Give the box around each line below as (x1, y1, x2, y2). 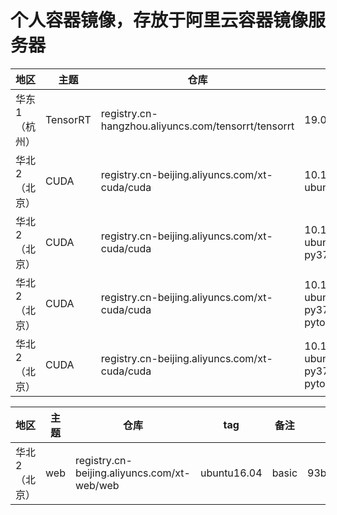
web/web (74, 478, 120, 492)
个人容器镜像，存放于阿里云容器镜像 (10, 9, 309, 32)
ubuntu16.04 (199, 466, 263, 480)
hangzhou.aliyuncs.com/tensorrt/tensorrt (100, 119, 295, 133)
